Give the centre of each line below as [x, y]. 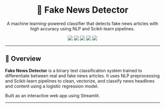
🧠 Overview [23, 59]
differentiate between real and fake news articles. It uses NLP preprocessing [82, 76]
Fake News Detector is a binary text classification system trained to [74, 70]
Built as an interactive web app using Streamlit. [53, 95]
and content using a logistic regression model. [52, 86]
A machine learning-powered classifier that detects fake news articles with [82, 23]
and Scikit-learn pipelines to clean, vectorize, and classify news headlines [80, 81]
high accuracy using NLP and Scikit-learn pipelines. [82, 28]
